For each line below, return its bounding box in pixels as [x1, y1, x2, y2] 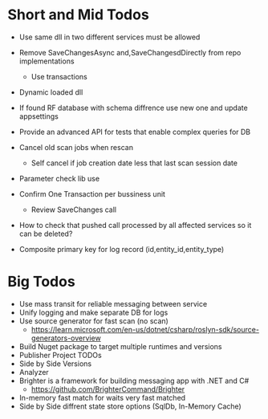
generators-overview [30, 333, 101, 343]
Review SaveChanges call [30, 205, 117, 214]
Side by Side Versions [18, 359, 92, 368]
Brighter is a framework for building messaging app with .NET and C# [18, 376, 250, 385]
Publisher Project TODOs [18, 350, 102, 360]
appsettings [18, 111, 59, 121]
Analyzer [18, 367, 49, 376]
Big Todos [7, 273, 75, 291]
